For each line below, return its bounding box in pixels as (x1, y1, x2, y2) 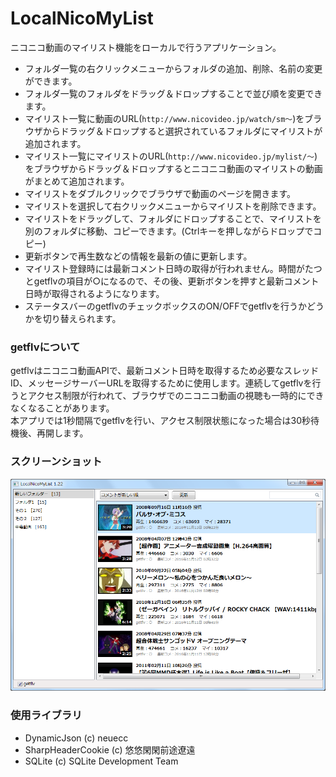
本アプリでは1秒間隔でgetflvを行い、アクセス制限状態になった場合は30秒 (10, 415, 311, 427)
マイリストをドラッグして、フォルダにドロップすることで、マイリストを (24, 212, 322, 224)
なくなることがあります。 (10, 402, 115, 414)
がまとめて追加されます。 (24, 175, 130, 187)
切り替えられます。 (42, 312, 122, 324)
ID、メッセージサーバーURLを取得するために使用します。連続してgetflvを (10, 377, 313, 389)
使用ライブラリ (10, 708, 83, 722)
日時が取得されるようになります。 (24, 287, 165, 299)
